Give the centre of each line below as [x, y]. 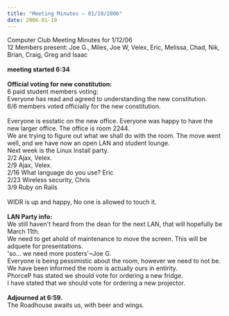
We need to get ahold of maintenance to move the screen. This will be [107, 238]
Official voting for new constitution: [60, 84]
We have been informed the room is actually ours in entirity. [93, 268]
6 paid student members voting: [53, 91]
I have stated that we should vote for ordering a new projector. [96, 283]
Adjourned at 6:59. [35, 297]
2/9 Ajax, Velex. [29, 165]
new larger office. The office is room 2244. [68, 128]
